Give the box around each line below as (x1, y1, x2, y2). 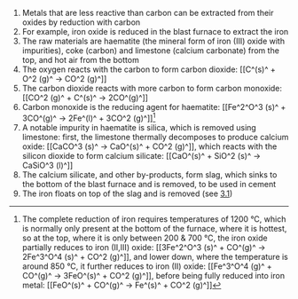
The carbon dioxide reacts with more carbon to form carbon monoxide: (21, 83, 282, 93)
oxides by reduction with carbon (21, 17, 141, 28)
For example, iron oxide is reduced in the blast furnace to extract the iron (21, 27, 289, 36)
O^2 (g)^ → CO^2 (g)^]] (21, 74, 107, 83)
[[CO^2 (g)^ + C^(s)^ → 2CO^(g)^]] (21, 92, 149, 103)
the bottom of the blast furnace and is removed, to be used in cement (21, 178, 277, 189)
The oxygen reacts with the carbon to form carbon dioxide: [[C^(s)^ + (21, 64, 277, 75)
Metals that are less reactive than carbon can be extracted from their (21, 8, 274, 18)
